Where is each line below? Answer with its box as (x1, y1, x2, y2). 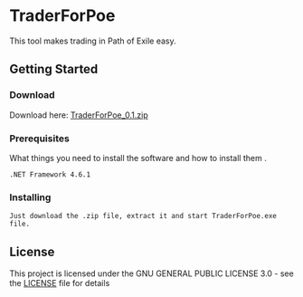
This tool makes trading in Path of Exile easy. (9, 35, 176, 46)
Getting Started (9, 62, 99, 77)
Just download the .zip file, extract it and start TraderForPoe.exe (9, 212, 278, 221)
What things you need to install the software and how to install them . (9, 152, 267, 163)
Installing (9, 191, 52, 204)
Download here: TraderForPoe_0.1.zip (9, 110, 148, 120)
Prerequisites (9, 132, 70, 145)
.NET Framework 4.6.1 (9, 169, 91, 179)
